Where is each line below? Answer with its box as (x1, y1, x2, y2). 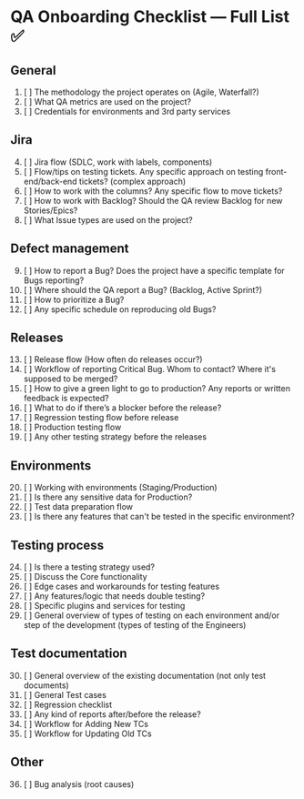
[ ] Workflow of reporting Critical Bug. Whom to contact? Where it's (23, 364, 277, 375)
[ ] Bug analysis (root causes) (23, 778, 135, 789)
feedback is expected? (23, 393, 109, 404)
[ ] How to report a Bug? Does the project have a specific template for (23, 265, 285, 276)
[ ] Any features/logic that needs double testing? (23, 591, 206, 602)
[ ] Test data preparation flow (23, 501, 133, 512)
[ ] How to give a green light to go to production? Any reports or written (23, 383, 290, 394)
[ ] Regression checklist (23, 699, 113, 710)
